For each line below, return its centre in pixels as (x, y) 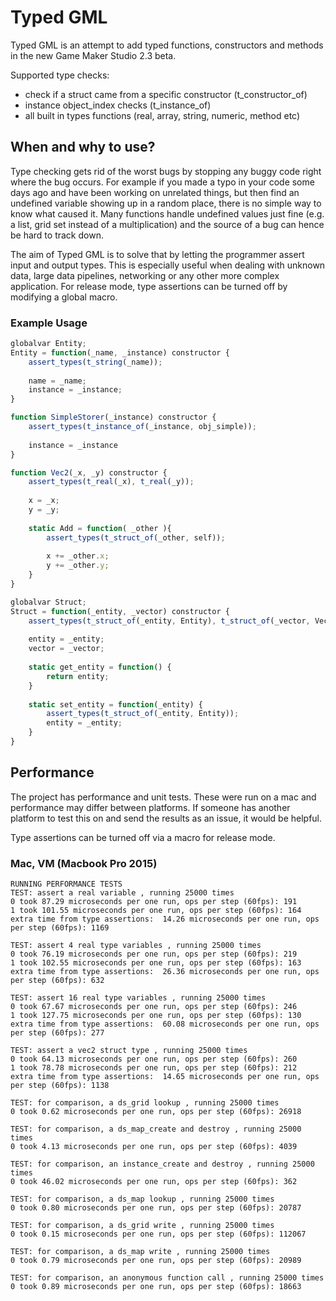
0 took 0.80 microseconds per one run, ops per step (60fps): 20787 (156, 1208)
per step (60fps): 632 (57, 981)
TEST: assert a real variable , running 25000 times (122, 893)
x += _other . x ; (78, 556)
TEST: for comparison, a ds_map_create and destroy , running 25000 (156, 1129)
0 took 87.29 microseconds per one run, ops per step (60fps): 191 (154, 902)
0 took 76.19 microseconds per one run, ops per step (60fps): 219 (154, 954)
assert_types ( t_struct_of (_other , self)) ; (136, 537)
